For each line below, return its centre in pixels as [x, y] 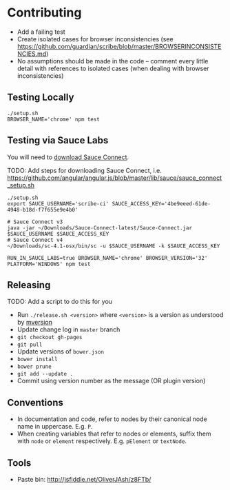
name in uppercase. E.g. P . [55, 427]
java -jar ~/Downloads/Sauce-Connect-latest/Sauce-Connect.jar [100, 228]
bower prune [34, 367]
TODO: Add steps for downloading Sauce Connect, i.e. [84, 170]
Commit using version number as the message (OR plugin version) [111, 381]
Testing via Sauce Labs [58, 140]
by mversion [35, 323]
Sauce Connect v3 [38, 222]
